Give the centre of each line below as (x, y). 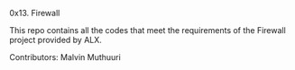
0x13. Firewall (35, 13)
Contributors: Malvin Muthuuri (65, 57)
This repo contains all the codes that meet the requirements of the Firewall (147, 30)
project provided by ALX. (55, 40)
